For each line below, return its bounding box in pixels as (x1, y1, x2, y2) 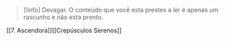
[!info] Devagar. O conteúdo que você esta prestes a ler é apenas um (23, 6, 219, 14)
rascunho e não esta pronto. (23, 13, 104, 21)
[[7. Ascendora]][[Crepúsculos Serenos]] (6, 27, 122, 34)
